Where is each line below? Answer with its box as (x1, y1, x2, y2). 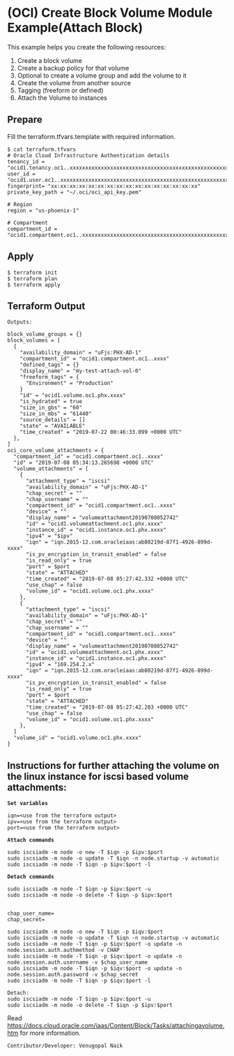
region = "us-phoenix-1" (7, 207, 79, 214)
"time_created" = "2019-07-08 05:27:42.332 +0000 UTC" (25, 575, 189, 583)
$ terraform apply (7, 281, 61, 288)
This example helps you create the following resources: (7, 43, 166, 51)
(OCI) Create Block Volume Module (7, 5, 213, 21)
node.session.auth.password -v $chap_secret (7, 971, 139, 978)
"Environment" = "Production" (25, 379, 114, 387)
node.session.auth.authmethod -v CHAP (7, 947, 120, 954)
